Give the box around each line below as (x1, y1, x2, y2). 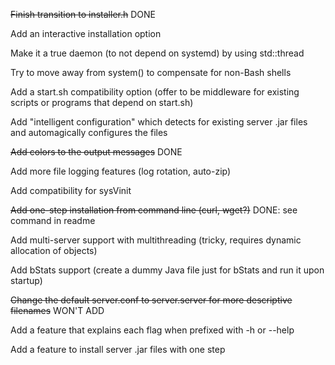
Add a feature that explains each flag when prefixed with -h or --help (10, 324, 295, 336)
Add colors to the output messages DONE (10, 146, 183, 158)
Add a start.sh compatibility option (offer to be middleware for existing (10, 86, 300, 98)
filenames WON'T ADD (10, 305, 105, 316)
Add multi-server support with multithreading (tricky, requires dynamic (10, 234, 302, 246)
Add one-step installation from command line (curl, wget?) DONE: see (10, 204, 298, 216)
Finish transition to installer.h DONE (10, 9, 156, 20)
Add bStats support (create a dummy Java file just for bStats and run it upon (10, 264, 325, 276)
